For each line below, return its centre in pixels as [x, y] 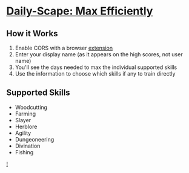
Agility [23, 133]
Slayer [23, 120]
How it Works [32, 34]
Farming [25, 114]
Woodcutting [31, 107]
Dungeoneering [35, 139]
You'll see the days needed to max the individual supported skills [96, 67]
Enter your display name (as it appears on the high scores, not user [99, 54]
